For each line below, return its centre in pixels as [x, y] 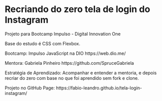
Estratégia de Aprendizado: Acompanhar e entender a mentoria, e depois [81, 73]
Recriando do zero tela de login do [77, 9]
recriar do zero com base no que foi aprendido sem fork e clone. [72, 78]
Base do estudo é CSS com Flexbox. [43, 43]
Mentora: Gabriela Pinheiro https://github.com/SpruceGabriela [69, 63]
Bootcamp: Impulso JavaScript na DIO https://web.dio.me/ [65, 53]
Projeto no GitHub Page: [30, 88]
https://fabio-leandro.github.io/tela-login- [99, 88]
